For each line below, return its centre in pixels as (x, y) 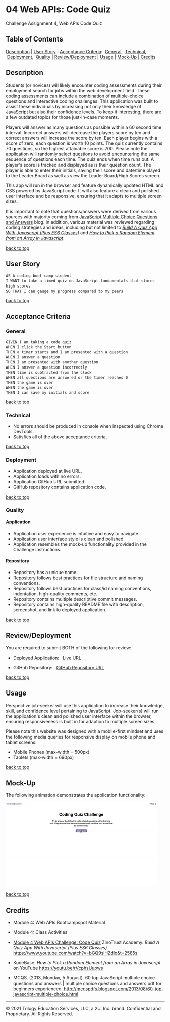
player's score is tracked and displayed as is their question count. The (78, 165)
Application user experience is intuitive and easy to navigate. (76, 533)
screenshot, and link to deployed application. (60, 610)
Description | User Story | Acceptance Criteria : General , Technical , (76, 51)
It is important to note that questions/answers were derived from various (81, 211)
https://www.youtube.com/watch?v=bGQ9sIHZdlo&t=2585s (75, 953)
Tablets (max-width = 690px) (43, 757)
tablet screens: (21, 742)
